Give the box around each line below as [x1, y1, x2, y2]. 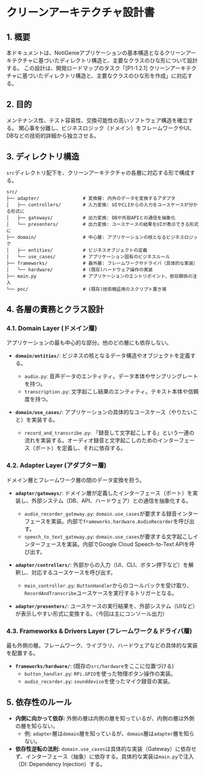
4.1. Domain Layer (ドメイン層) [6, 324, 98, 332]
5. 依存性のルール [6, 697, 72, 707]
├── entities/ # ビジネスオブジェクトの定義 [17, 247, 148, 254]
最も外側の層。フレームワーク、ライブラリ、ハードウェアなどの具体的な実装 [6, 641, 198, 649]
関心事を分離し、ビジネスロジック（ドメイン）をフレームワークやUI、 [18, 124, 195, 131]
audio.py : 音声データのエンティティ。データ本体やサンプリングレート [24, 373, 198, 380]
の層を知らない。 [15, 722, 59, 729]
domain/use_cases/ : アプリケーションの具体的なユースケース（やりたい [15, 409, 193, 416]
